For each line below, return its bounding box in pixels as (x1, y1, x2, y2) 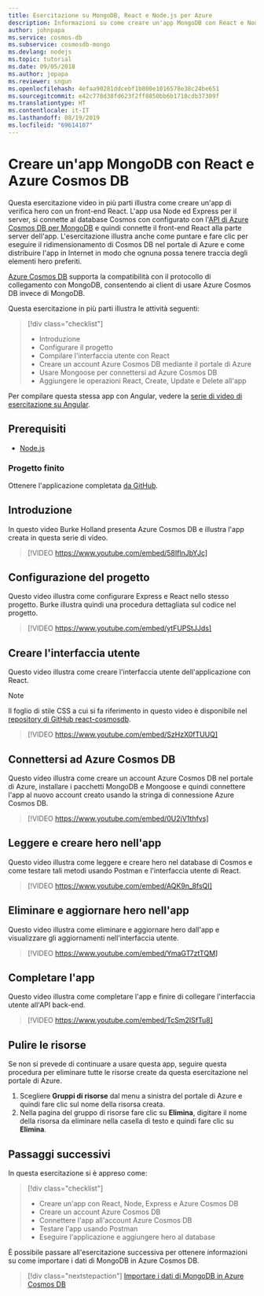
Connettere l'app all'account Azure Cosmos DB (38, 1216, 192, 1225)
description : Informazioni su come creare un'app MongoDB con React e (8, 19, 244, 27)
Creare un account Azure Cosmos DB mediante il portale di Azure (38, 359, 251, 368)
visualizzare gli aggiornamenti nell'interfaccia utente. (8, 933, 179, 943)
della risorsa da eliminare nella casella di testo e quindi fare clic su (19, 1117, 234, 1126)
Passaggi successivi (8, 1147, 112, 1161)
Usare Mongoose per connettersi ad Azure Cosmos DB (38, 367, 218, 377)
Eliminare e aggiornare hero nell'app (8, 904, 190, 918)
